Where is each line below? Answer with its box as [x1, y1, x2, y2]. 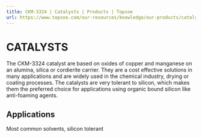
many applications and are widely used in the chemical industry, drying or [6, 73, 189, 80]
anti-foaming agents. [6, 92, 58, 99]
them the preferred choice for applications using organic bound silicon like [6, 85, 191, 93]
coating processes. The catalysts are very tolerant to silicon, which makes [6, 79, 190, 86]
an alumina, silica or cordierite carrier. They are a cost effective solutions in [6, 67, 192, 74]
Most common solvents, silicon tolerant [6, 125, 104, 133]
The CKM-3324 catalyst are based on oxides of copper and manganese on [6, 60, 192, 67]
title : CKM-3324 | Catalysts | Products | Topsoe [6, 8, 133, 15]
